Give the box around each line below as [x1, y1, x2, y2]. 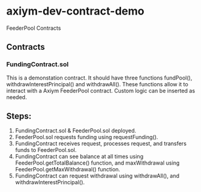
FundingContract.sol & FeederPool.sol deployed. [15, 127, 137, 134]
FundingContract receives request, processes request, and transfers [15, 140, 187, 147]
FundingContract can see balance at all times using [15, 153, 144, 160]
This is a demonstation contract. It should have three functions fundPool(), [6, 74, 192, 81]
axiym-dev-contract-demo [6, 4, 145, 18]
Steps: [6, 111, 32, 122]
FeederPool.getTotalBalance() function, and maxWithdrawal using [15, 159, 180, 166]
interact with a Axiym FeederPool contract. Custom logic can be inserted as [6, 87, 196, 94]
